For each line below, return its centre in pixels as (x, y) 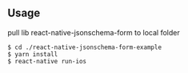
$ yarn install (33, 54)
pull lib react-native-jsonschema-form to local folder (94, 32)
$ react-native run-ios (47, 61)
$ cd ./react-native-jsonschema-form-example (84, 47)
